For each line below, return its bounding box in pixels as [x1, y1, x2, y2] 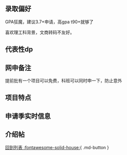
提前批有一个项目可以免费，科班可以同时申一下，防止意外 [5, 78, 122, 84]
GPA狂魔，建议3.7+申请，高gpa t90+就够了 [5, 19, 94, 25]
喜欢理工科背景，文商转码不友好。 [5, 29, 75, 35]
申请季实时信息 [5, 112, 51, 120]
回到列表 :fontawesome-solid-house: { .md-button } [5, 144, 109, 150]
